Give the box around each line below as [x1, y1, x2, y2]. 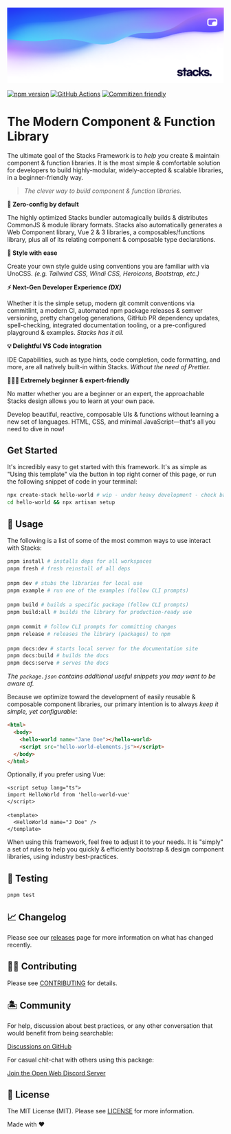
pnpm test [7, 891, 36, 899]
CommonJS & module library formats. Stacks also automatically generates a [7, 220, 223, 229]
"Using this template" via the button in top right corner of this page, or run [7, 470, 217, 479]
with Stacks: [7, 544, 43, 552]
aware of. [7, 679, 34, 688]
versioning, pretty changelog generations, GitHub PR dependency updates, [7, 313, 220, 322]
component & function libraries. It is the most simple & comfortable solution [7, 158, 221, 167]
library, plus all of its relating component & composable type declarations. [7, 235, 216, 243]
